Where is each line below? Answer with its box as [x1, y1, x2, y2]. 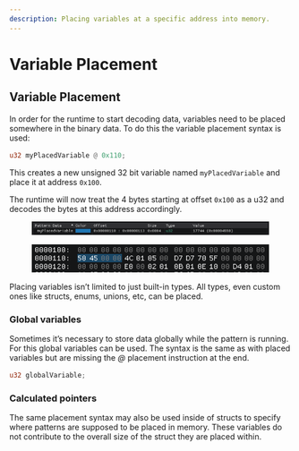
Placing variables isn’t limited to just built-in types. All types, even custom [9, 281, 281, 292]
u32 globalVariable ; [9, 371, 87, 380]
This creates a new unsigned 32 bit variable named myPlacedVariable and [9, 166, 280, 178]
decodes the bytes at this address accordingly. [9, 203, 183, 214]
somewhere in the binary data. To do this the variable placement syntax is [9, 123, 282, 133]
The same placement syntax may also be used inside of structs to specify [9, 413, 281, 423]
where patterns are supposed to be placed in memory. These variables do [9, 421, 283, 433]
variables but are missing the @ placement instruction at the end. [9, 353, 250, 363]
